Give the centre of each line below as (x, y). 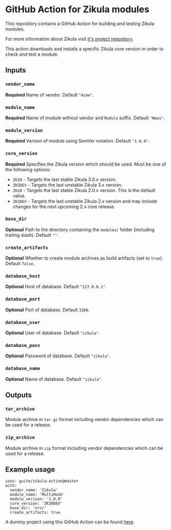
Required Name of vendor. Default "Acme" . (50, 95)
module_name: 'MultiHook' (38, 495)
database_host (23, 276)
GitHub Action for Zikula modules (77, 9)
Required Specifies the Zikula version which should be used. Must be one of (86, 164)
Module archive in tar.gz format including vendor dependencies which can (84, 420)
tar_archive (20, 409)
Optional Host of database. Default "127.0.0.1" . (56, 287)
